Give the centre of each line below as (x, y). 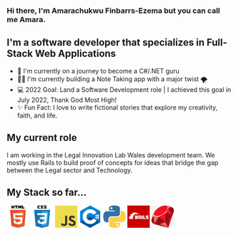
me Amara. (26, 19)
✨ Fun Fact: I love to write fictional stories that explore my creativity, (117, 107)
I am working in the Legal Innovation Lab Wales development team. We (111, 155)
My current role (42, 138)
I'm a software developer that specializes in (106, 42)
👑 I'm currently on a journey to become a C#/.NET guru (98, 70)
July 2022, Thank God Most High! (67, 100)
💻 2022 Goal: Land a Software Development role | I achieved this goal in (124, 89)
